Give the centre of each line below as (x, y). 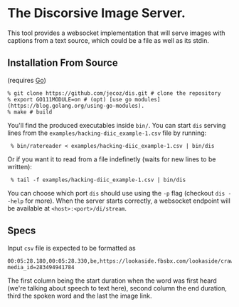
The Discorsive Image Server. (97, 13)
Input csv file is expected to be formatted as (72, 248)
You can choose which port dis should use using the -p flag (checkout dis (116, 193)
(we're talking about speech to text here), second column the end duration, (117, 288)
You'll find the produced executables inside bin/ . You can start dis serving (117, 125)
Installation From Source (63, 63)
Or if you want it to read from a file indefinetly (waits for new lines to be (112, 159)
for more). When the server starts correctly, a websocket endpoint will (128, 201)
